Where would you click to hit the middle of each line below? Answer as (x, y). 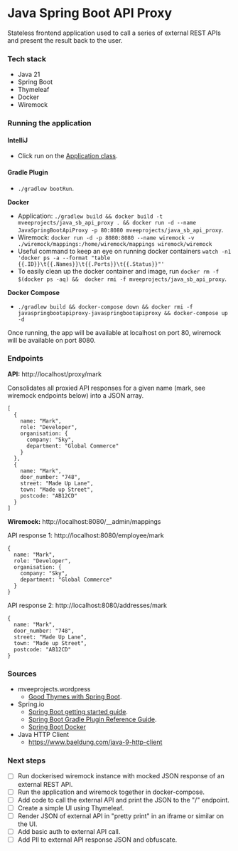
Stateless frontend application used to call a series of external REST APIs (114, 33)
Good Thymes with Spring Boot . (75, 697)
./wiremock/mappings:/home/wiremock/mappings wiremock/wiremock (115, 244)
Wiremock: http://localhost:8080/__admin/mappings (84, 521)
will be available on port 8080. (52, 340)
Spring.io (31, 704)
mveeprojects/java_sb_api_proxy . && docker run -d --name (107, 222)
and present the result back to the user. (65, 40)
